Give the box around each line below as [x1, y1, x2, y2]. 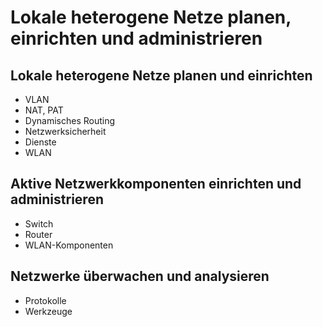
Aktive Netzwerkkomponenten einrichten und [10, 176, 302, 193]
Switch [24, 217, 54, 230]
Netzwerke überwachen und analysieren [10, 268, 270, 285]
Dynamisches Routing [24, 115, 116, 126]
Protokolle [24, 294, 67, 306]
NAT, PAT [24, 104, 64, 116]
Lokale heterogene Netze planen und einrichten [10, 67, 313, 84]
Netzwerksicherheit [24, 126, 107, 137]
